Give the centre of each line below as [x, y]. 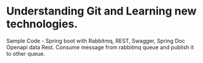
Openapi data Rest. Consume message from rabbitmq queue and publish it [100, 47]
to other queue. [26, 53]
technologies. [42, 24]
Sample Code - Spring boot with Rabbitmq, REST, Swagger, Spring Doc [96, 41]
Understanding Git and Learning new [101, 11]
